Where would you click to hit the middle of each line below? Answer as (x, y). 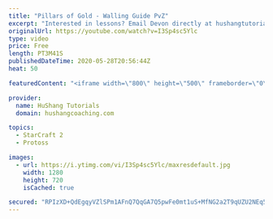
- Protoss (32, 143)
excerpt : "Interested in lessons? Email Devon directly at (110, 24)
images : (22, 157)
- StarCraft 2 (39, 135)
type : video (28, 39)
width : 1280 (43, 172)
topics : (22, 128)
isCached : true (49, 187)
